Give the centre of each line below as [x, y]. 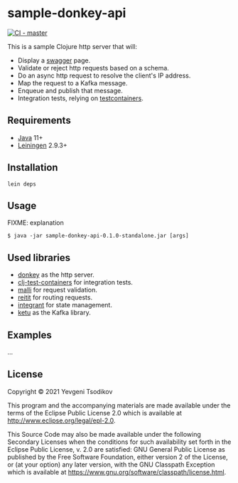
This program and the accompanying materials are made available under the [119, 405]
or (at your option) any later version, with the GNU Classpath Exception [111, 465]
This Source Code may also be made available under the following [104, 434]
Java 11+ [30, 137]
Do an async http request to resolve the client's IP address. [104, 75]
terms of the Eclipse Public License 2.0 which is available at [95, 413]
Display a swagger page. [54, 60]
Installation [33, 168]
